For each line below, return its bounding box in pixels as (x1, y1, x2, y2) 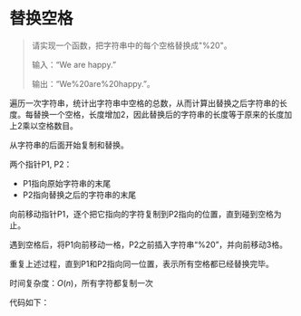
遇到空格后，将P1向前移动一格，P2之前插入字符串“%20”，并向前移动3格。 (9, 239, 288, 250)
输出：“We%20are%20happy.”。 (31, 78, 156, 89)
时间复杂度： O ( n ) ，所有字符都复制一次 (9, 277, 154, 288)
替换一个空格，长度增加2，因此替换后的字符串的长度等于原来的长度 (33, 109, 285, 120)
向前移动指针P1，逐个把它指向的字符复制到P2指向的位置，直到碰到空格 (9, 208, 275, 219)
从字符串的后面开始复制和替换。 (9, 139, 129, 150)
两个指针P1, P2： (9, 158, 73, 169)
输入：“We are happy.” (31, 59, 116, 70)
